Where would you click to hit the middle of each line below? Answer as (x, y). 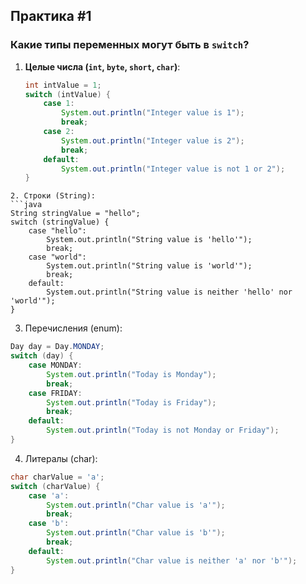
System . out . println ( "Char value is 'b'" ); (136, 533)
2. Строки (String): (53, 196)
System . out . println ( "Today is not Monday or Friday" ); (163, 430)
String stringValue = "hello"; (75, 214)
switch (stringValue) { (60, 222)
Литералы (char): (61, 458)
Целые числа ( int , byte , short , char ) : (102, 66)
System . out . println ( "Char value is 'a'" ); (136, 505)
